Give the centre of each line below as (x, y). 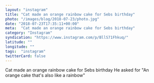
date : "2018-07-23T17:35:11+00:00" (42, 24)
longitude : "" (20, 47)
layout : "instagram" (27, 10)
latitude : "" (19, 42)
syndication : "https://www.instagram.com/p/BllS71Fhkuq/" (67, 38)
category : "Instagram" (29, 33)
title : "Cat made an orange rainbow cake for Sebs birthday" (70, 14)
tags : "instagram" (25, 51)
